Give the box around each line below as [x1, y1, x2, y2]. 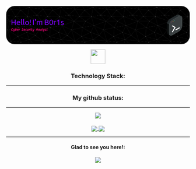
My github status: [72, 94, 124, 102]
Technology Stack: [71, 72, 125, 80]
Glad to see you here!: [71, 144, 125, 151]
